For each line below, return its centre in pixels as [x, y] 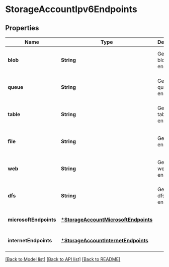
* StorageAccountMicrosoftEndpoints [107, 220]
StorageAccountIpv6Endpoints [71, 9]
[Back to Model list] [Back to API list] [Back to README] [63, 259]
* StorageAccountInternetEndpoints [105, 241]
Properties [22, 28]
